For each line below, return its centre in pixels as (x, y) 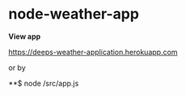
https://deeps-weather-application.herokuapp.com (93, 52)
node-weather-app (74, 14)
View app (25, 36)
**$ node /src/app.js (44, 83)
